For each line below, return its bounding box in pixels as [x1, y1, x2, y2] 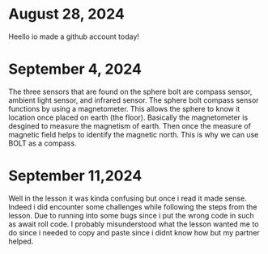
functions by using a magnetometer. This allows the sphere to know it [8, 104, 240, 113]
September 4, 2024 [8, 60, 143, 78]
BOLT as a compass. [8, 138, 77, 148]
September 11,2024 [8, 167, 143, 185]
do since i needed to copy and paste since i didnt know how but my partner [8, 227, 261, 237]
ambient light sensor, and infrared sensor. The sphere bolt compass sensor [8, 95, 259, 105]
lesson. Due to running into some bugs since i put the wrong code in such [8, 210, 254, 220]
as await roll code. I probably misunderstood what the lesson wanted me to [8, 219, 259, 229]
